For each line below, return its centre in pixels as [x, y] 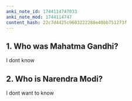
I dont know [21, 60]
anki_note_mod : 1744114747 [39, 17]
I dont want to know [30, 93]
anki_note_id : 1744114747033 [42, 11]
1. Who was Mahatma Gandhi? [62, 46]
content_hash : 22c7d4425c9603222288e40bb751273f [67, 22]
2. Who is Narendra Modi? [55, 79]
